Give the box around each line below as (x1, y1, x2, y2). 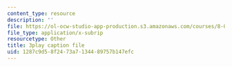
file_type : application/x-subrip (7, 29, 104, 36)
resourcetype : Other (7, 36, 67, 43)
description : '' (7, 16, 54, 23)
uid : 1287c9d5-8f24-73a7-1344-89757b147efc (7, 49, 135, 56)
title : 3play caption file (7, 42, 85, 49)
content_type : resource (7, 10, 76, 17)
